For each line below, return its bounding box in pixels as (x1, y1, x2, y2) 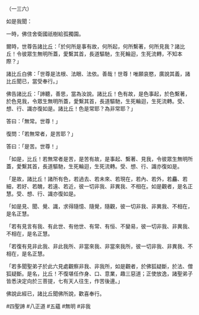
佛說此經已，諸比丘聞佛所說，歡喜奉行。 (6, 290, 105, 297)
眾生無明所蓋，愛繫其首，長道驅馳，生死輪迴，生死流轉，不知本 (26, 50, 182, 57)
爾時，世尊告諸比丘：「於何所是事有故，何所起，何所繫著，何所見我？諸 (6, 43, 180, 50)
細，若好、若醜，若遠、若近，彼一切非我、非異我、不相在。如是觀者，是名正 (6, 183, 193, 189)
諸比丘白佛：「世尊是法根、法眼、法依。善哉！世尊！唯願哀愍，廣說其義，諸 (6, 70, 191, 77)
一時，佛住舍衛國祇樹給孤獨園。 (6, 30, 84, 37)
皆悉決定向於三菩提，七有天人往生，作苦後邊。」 (6, 278, 123, 284)
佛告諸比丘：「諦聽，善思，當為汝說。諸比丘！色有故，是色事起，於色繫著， (6, 91, 191, 97)
